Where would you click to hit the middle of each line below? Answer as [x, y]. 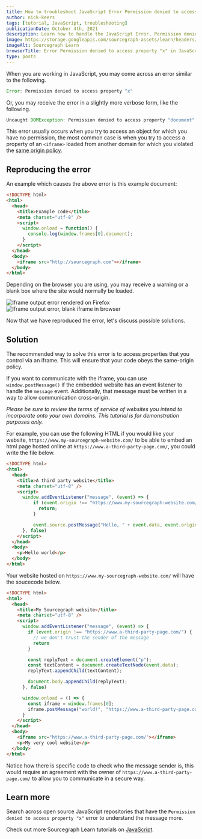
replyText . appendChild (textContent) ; [75, 671]
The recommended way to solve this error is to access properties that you [98, 354]
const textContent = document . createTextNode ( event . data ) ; [103, 665]
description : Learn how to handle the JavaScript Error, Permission [94, 34]
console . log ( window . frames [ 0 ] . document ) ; [81, 234]
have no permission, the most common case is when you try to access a [96, 138]
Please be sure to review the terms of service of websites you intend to [94, 409]
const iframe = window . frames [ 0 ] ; [71, 704]
